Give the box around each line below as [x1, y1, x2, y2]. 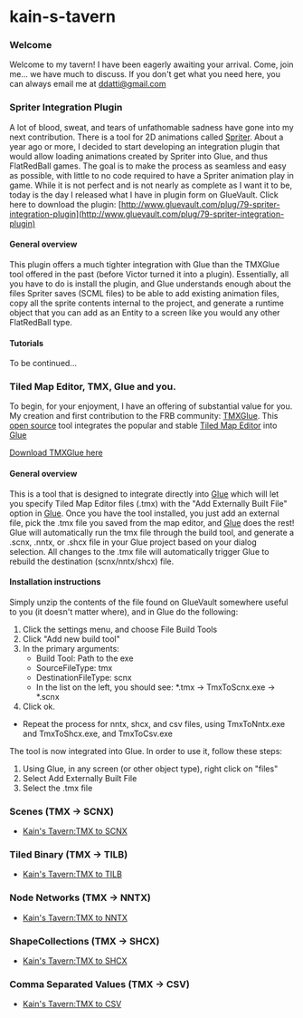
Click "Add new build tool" [22, 633, 120, 645]
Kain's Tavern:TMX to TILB [22, 868, 122, 880]
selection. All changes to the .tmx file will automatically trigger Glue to [9, 546, 270, 557]
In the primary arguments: [22, 643, 119, 654]
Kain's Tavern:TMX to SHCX [22, 955, 128, 966]
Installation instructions [9, 577, 101, 587]
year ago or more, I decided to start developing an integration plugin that [9, 141, 280, 151]
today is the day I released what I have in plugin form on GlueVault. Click [9, 189, 279, 200]
